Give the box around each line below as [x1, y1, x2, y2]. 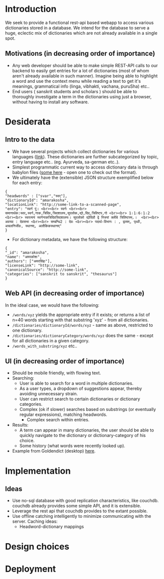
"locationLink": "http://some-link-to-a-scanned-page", [5, 202, 121, 207]
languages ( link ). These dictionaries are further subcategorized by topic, [12, 153, 159, 160]
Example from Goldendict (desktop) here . [12, 448, 96, 454]
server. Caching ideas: [12, 518, 58, 525]
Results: [12, 422, 28, 428]
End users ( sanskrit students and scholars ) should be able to [12, 88, 137, 94]
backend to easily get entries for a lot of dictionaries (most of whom [12, 68, 149, 73]
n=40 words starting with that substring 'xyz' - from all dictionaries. [12, 317, 149, 323]
